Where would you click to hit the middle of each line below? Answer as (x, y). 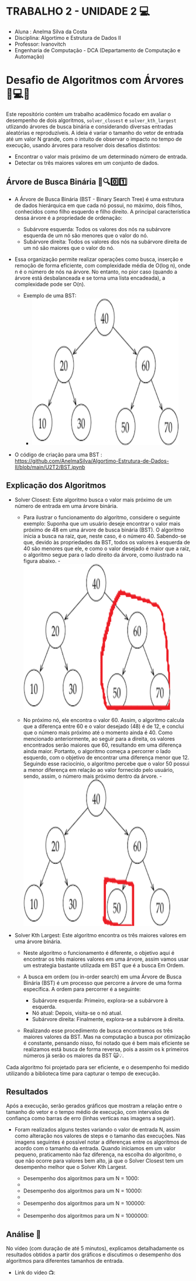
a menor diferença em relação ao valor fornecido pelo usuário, (99, 770)
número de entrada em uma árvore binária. (66, 506)
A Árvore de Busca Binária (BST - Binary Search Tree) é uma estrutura (99, 199)
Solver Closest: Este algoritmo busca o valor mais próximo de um (93, 500)
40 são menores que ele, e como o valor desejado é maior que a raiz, (107, 548)
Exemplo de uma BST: (50, 295)
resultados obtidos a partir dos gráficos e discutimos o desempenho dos (94, 1255)
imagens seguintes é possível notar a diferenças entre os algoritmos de (101, 1142)
